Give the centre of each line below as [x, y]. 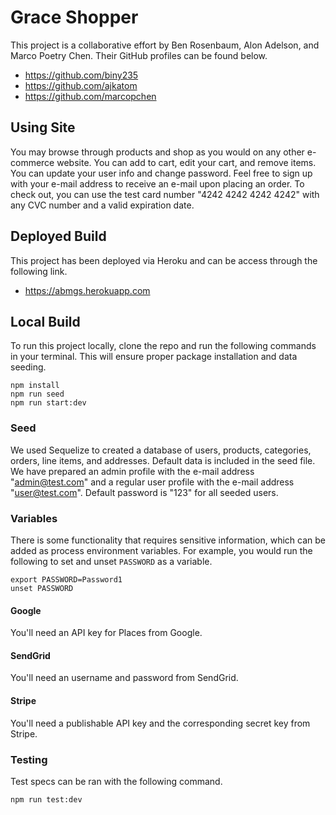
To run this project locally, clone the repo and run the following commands [163, 346]
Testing [29, 759]
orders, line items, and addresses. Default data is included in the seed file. [163, 460]
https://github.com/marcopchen [90, 96]
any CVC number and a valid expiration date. [102, 205]
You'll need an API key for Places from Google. [106, 633]
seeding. [28, 367]
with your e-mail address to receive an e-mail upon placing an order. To [157, 183]
